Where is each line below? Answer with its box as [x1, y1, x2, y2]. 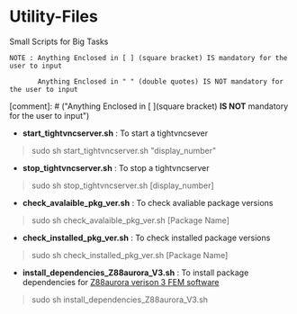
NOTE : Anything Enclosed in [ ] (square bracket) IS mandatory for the [9, 53, 288, 62]
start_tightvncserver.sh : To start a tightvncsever [22, 128, 209, 139]
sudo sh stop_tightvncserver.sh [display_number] [31, 180, 214, 191]
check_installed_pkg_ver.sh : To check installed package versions [22, 232, 271, 243]
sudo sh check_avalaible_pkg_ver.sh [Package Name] [31, 214, 229, 226]
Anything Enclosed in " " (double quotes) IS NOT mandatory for [37, 76, 283, 86]
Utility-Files [9, 6, 99, 27]
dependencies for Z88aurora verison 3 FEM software [22, 276, 220, 287]
